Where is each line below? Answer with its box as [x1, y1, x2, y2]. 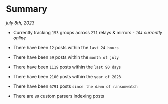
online [13, 35, 26, 41]
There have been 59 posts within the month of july [13, 54, 119, 60]
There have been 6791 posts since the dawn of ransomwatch [13, 83, 138, 89]
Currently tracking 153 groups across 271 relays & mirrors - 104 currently [13, 29, 163, 35]
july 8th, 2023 [6, 20, 35, 26]
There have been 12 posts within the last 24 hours [13, 44, 119, 50]
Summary [6, 3, 47, 15]
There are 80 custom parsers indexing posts [13, 93, 105, 99]
